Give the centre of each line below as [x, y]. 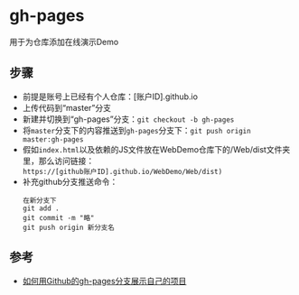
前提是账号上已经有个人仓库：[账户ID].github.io [110, 97]
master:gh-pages [53, 139]
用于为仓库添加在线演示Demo [64, 41]
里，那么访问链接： [58, 161]
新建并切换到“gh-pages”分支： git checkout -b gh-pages [128, 119]
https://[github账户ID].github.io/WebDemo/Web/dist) [122, 171]
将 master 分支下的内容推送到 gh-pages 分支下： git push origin [136, 130]
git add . [41, 208]
